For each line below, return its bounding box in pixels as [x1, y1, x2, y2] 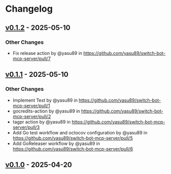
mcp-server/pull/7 [12, 55, 51, 62]
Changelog [5, 3, 53, 15]
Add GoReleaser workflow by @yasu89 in [12, 140, 100, 147]
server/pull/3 [12, 124, 40, 130]
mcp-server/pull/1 [12, 102, 50, 108]
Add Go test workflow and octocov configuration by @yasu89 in [12, 129, 148, 135]
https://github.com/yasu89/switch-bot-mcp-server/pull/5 [12, 135, 133, 141]
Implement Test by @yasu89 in [12, 97, 78, 103]
